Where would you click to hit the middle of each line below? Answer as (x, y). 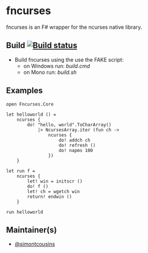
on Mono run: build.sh (50, 72)
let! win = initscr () (55, 181)
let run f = (21, 171)
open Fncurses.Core (30, 104)
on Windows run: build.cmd (57, 66)
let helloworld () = (31, 114)
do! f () (38, 186)
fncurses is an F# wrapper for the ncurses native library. (74, 27)
